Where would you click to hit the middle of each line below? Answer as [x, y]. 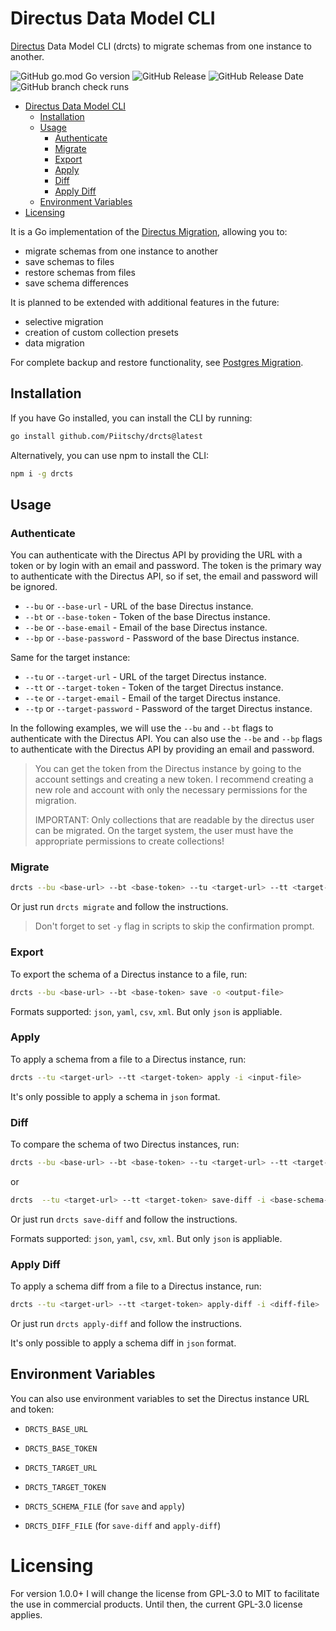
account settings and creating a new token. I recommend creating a [174, 779]
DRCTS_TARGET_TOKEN [65, 1487]
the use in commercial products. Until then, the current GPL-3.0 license [156, 1604]
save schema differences [76, 283]
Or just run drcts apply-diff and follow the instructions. [126, 1323]
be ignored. [34, 587]
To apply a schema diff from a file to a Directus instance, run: [136, 1286]
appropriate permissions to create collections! [129, 841]
